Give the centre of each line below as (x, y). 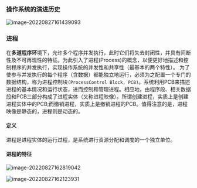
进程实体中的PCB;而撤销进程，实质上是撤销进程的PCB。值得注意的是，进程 (97, 104)
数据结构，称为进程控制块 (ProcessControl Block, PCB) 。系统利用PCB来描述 (98, 82)
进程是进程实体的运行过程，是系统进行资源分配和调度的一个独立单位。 (91, 139)
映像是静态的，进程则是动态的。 (45, 111)
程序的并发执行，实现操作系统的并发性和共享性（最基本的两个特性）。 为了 (100, 67)
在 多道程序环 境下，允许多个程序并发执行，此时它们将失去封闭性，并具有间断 (98, 52)
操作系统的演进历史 (33, 9)
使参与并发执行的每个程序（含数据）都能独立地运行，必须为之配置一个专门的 (98, 74)
